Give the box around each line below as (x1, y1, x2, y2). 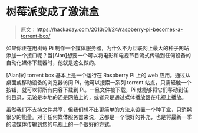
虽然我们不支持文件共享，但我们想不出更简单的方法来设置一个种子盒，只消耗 (6, 106, 192, 113)
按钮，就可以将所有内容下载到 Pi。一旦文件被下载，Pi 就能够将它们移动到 (6, 86, 184, 93)
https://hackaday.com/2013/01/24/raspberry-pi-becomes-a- (36, 26, 183, 33)
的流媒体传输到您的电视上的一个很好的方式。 (6, 121, 115, 128)
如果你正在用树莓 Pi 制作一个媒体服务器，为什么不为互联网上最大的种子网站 (6, 45, 190, 52)
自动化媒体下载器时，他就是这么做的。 (6, 59, 99, 66)
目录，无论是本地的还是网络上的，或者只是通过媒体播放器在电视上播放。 (11, 93, 187, 100)
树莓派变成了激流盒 (6, 5, 100, 19)
